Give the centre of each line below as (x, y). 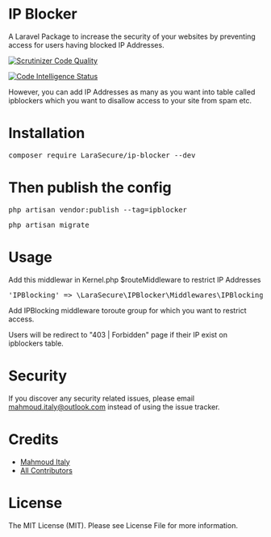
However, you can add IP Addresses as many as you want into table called (132, 92)
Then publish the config (90, 188)
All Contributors (46, 470)
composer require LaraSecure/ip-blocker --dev (102, 155)
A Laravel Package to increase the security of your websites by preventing (132, 36)
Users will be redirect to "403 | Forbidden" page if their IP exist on (118, 334)
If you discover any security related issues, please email (102, 398)
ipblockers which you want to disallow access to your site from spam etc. (130, 100)
